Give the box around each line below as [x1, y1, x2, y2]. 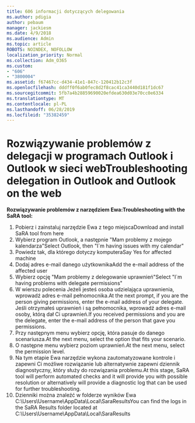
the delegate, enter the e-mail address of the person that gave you [15, 317, 176, 324]
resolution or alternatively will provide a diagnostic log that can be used [15, 379, 187, 386]
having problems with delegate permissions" [15, 280, 123, 287]
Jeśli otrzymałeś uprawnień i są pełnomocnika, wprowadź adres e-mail [15, 305, 186, 312]
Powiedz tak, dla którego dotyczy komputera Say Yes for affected [15, 249, 172, 256]
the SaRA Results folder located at [15, 404, 98, 411]
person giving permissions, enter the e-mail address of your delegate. [15, 298, 183, 305]
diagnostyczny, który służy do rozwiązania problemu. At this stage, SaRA [15, 367, 189, 374]
